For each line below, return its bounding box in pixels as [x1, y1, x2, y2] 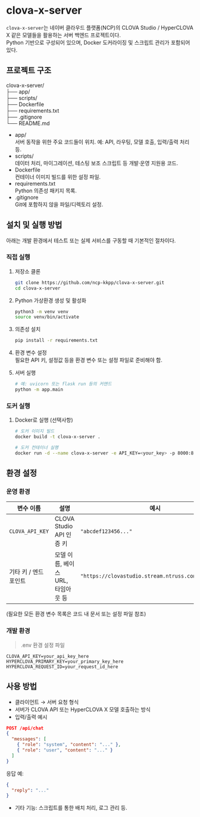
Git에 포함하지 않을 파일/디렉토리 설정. [14, 201, 104, 208]
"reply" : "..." [11, 787, 49, 793]
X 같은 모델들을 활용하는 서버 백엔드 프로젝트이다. [6, 31, 121, 39]
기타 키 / [9, 568, 32, 576]
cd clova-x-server [14, 285, 61, 291]
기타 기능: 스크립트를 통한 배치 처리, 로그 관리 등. [14, 804, 127, 812]
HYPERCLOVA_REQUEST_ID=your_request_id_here [6, 663, 118, 670]
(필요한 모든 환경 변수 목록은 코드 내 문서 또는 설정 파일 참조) [6, 610, 146, 618]
